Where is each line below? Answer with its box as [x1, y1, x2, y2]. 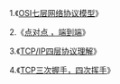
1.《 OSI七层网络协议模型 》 [9, 8, 104, 18]
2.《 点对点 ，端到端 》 [9, 27, 90, 38]
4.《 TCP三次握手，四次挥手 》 [9, 65, 115, 75]
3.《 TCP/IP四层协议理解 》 [9, 46, 102, 56]
